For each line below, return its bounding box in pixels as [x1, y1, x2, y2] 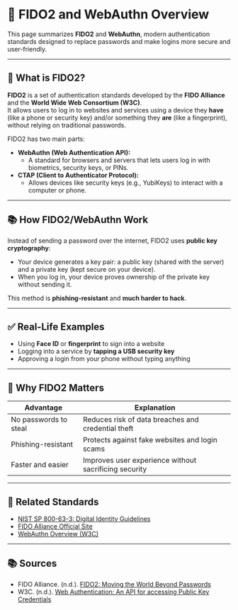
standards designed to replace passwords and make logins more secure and [7, 37, 231, 45]
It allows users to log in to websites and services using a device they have [7, 105, 225, 114]
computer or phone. [28, 185, 87, 194]
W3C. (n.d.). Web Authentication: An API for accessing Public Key [17, 587, 210, 596]
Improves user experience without [82, 456, 197, 466]
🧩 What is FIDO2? [7, 72, 86, 84]
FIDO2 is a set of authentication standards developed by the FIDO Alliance [7, 91, 225, 99]
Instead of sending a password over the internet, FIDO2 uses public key [7, 236, 218, 245]
